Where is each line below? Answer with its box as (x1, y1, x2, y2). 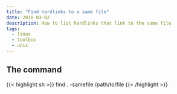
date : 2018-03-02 (6, 14, 50, 20)
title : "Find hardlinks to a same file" (6, 8, 110, 15)
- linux (11, 31, 31, 37)
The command (6, 64, 62, 75)
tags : (6, 25, 20, 32)
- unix (11, 43, 28, 49)
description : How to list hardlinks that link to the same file (6, 20, 172, 26)
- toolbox (11, 37, 36, 43)
